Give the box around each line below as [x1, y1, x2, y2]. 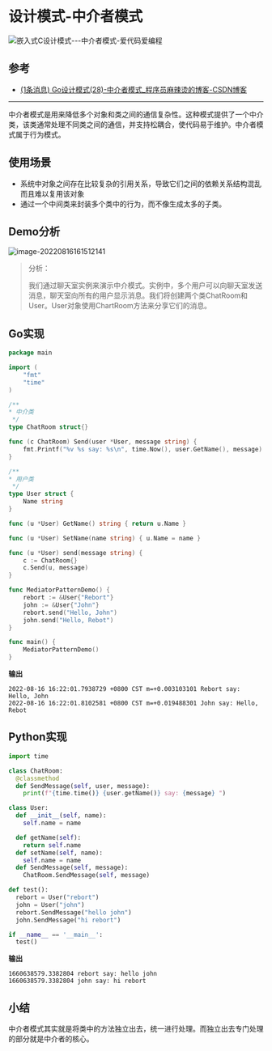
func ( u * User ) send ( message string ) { [8, 549, 143, 557]
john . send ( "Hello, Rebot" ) [23, 616, 114, 624]
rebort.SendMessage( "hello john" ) [15, 908, 132, 917]
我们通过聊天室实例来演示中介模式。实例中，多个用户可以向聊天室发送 [28, 281, 263, 290]
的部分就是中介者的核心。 [8, 1034, 94, 1044]
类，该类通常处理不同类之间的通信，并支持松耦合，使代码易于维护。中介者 [8, 119, 257, 129]
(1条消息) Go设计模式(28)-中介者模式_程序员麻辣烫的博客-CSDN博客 [19, 84, 248, 94]
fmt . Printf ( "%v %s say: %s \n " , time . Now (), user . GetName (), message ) [23, 445, 263, 453]
